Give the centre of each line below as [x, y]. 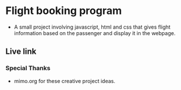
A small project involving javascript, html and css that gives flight [92, 27]
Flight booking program [64, 11]
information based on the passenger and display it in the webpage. [95, 33]
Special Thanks [28, 68]
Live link [21, 52]
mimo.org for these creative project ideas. [64, 81]
